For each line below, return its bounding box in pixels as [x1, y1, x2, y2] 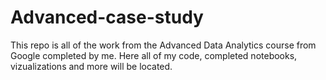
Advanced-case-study [10, 6, 204, 29]
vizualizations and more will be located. [10, 60, 173, 72]
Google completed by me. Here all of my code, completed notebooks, [10, 49, 298, 61]
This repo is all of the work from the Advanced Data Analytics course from [10, 39, 317, 51]
